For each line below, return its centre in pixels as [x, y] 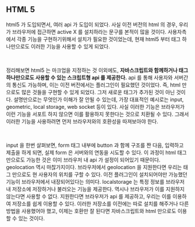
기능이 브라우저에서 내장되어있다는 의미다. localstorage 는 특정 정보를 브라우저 [95, 181]
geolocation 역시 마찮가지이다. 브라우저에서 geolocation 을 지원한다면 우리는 [94, 167]
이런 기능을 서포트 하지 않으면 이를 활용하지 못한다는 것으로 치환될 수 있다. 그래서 [97, 114]
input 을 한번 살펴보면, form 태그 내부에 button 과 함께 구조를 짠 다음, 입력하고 [95, 145]
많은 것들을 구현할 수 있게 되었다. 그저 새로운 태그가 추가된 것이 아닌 [98, 92]
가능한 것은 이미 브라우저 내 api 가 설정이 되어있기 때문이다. [93, 160]
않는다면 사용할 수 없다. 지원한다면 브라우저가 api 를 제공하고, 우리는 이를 [89, 196]
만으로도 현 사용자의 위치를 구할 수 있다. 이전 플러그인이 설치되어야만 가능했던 [100, 174]
